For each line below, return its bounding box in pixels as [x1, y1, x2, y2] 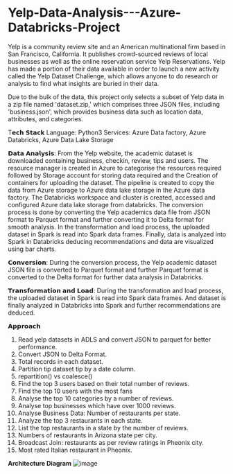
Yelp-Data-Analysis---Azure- [8, 5, 182, 21]
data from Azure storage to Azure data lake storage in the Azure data [8, 186, 205, 194]
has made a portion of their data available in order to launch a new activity [8, 64, 221, 73]
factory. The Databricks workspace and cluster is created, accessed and [8, 193, 216, 202]
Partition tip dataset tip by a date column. [17, 365, 136, 373]
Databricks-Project [8, 19, 121, 35]
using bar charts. [8, 245, 57, 253]
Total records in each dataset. [17, 357, 103, 365]
